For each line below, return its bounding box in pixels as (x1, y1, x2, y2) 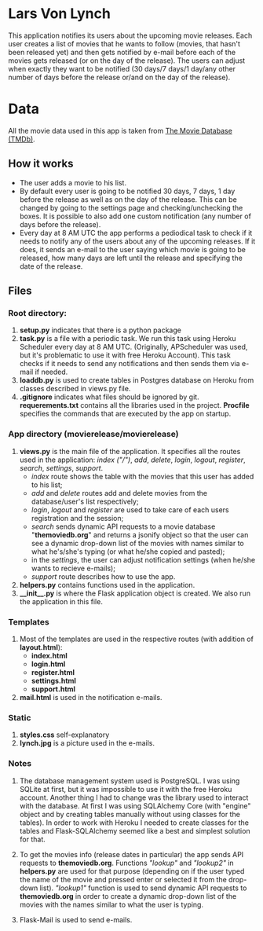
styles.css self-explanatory (19, 730, 110, 739)
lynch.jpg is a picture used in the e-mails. (19, 739, 155, 748)
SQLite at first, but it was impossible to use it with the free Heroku (19, 784, 232, 794)
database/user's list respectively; (31, 497, 139, 506)
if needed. (35, 367, 68, 377)
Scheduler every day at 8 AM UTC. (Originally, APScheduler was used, (19, 343, 248, 352)
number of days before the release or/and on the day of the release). (8, 72, 231, 82)
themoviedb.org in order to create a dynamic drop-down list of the (19, 891, 237, 900)
